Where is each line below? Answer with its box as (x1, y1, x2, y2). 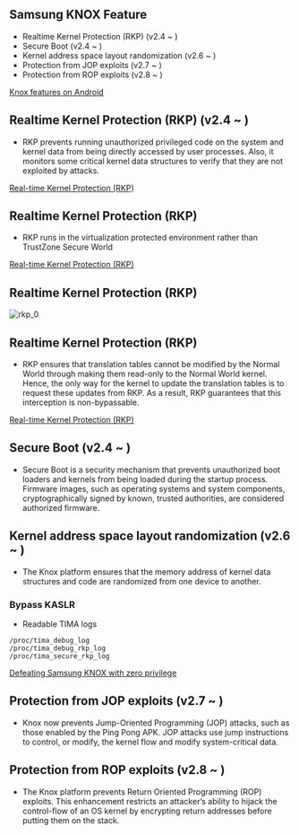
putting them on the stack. (21, 814, 120, 825)
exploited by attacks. (21, 165, 100, 176)
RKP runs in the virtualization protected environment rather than (21, 233, 258, 243)
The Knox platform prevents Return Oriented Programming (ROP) (21, 786, 262, 797)
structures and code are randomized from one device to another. (21, 576, 261, 586)
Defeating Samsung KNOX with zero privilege (9, 667, 177, 678)
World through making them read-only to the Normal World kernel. (21, 368, 268, 380)
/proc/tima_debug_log (9, 636, 90, 645)
